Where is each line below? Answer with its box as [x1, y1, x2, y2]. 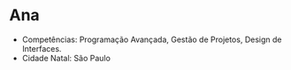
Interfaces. [21, 43, 62, 53]
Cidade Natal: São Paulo [21, 52, 111, 63]
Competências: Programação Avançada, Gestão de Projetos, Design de [21, 34, 282, 45]
